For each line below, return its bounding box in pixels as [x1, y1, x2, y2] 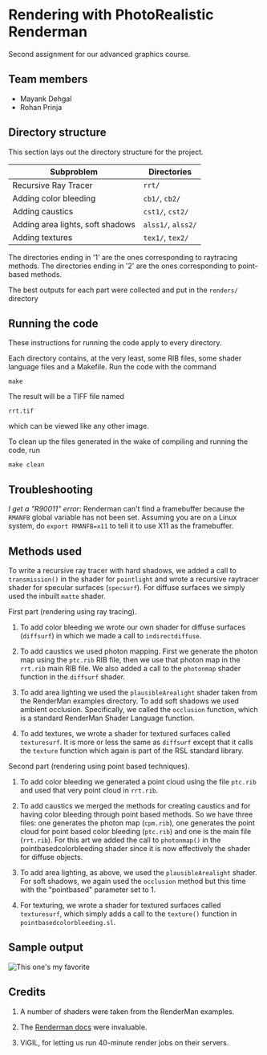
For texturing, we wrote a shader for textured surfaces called [19, 901, 221, 910]
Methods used [8, 544, 83, 558]
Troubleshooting [8, 483, 94, 496]
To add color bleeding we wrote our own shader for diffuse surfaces [19, 622, 246, 632]
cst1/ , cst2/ [143, 206, 189, 217]
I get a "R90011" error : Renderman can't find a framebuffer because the [8, 504, 245, 514]
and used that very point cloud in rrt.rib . [19, 785, 159, 795]
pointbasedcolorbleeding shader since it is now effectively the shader [19, 844, 251, 853]
